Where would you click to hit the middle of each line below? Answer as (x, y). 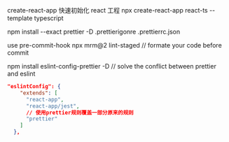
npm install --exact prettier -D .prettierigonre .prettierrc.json (94, 31)
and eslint (21, 73)
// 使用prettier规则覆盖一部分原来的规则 (80, 113)
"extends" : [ (39, 93)
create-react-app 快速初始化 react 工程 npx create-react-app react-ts (107, 10)
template (20, 18)
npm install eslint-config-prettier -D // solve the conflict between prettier (112, 66)
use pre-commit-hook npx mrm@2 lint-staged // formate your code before (114, 45)
